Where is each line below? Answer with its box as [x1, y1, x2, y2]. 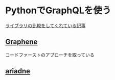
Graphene [5, 38, 38, 46]
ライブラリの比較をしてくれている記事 [5, 22, 86, 29]
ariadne [5, 67, 31, 75]
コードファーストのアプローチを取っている [5, 51, 95, 58]
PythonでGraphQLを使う [5, 5, 111, 16]
